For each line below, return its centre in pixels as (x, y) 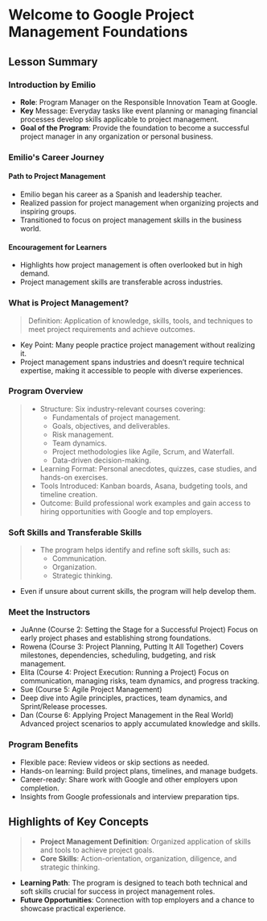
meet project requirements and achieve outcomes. (111, 329)
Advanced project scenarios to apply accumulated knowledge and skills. (140, 724)
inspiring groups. (48, 212)
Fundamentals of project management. (116, 417)
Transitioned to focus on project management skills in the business (131, 220)
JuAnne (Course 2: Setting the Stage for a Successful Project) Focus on (139, 629)
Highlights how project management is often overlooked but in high (131, 265)
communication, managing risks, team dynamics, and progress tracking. (140, 681)
